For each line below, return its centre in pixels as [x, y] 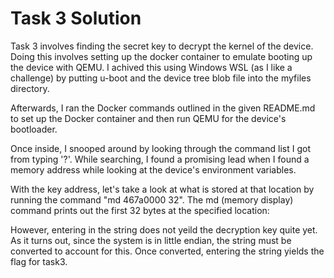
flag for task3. [39, 261]
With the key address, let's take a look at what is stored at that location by [162, 189]
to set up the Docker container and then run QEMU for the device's [148, 118]
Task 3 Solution [76, 18]
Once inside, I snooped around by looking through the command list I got [160, 148]
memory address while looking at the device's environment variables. [153, 169]
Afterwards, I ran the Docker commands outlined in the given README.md [163, 108]
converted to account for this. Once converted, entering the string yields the [167, 251]
